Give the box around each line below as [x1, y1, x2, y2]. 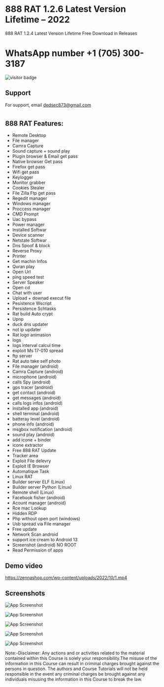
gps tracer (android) [12, 385, 53, 390]
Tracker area [12, 453, 38, 459]
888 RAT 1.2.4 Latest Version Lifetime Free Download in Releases [5, 30, 137, 36]
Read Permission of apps [12, 547, 64, 553]
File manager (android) [12, 363, 59, 369]
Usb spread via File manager [12, 521, 71, 527]
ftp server [12, 353, 33, 359]
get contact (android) [12, 389, 56, 396]
